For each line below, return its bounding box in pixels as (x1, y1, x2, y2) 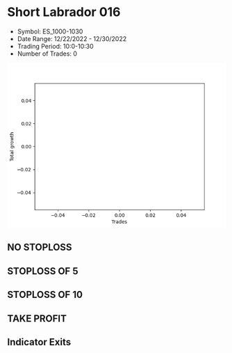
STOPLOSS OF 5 (7, 265, 78, 277)
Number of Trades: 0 (17, 49, 78, 58)
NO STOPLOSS (7, 242, 72, 253)
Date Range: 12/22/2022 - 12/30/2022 (17, 34, 127, 42)
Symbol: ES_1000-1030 (17, 27, 83, 36)
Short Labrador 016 (7, 4, 121, 20)
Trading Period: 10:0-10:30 (17, 42, 94, 50)
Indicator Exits (7, 336, 72, 348)
